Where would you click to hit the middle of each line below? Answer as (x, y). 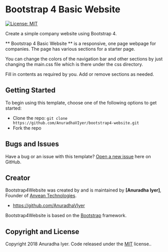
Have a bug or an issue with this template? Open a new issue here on (78, 156)
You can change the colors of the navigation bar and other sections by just (84, 59)
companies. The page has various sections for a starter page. (70, 49)
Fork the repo (27, 128)
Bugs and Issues (32, 144)
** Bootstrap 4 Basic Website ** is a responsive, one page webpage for (81, 43)
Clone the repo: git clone (40, 118)
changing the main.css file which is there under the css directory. (74, 64)
